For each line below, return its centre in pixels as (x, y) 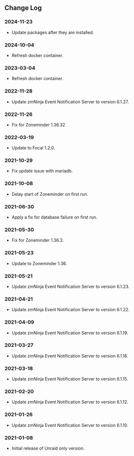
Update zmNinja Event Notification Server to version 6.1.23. (70, 286)
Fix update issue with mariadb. (42, 171)
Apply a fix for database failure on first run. (54, 217)
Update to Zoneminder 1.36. (39, 263)
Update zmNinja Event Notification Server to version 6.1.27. (70, 102)
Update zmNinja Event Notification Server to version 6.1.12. (70, 402)
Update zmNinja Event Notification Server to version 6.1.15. (70, 379)
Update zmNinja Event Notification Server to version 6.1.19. (70, 333)
